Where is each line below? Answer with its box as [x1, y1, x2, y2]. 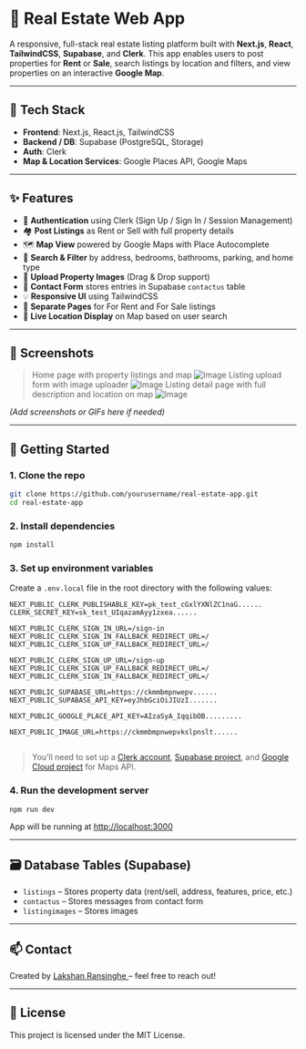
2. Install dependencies [9, 519, 116, 532]
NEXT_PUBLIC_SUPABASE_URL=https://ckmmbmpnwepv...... [9, 688, 219, 697]
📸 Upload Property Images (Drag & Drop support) [22, 271, 211, 282]
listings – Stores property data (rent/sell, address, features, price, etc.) [22, 886, 293, 897]
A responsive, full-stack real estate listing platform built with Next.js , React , [9, 38, 294, 49]
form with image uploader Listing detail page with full [31, 379, 267, 390]
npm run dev [9, 805, 55, 814]
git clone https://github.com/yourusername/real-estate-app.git [9, 489, 259, 499]
